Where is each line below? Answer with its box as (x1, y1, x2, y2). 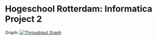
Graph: (5, 29, 19, 35)
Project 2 (5, 13, 42, 25)
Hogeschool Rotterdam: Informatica (5, 3, 153, 14)
